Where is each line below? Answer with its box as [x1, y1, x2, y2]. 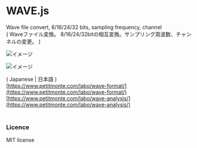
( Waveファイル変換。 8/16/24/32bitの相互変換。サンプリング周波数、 [6, 31, 176, 38]
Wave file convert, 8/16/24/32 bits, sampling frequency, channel [6, 24, 162, 31]
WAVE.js [6, 4, 50, 18]
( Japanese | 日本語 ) [6, 75, 57, 83]
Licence [6, 123, 29, 131]
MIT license [6, 137, 35, 144]
